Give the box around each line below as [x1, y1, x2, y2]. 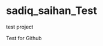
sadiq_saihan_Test [6, 4, 97, 17]
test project [6, 23, 34, 30]
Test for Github [6, 34, 42, 41]
